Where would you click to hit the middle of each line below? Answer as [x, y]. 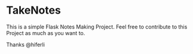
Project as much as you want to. [46, 33]
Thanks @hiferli [25, 45]
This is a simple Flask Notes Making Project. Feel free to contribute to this [97, 27]
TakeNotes [34, 10]
